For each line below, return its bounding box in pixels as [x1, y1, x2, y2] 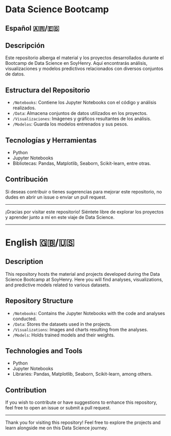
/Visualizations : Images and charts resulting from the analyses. [12, 326, 149, 332]
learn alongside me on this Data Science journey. [5, 425, 108, 431]
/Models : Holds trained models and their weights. [12, 332, 115, 338]
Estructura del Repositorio [5, 86, 90, 94]
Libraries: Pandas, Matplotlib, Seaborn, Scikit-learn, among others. [12, 371, 153, 377]
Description [5, 257, 43, 266]
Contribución [5, 175, 48, 184]
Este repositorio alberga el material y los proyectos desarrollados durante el [5, 55, 164, 61]
